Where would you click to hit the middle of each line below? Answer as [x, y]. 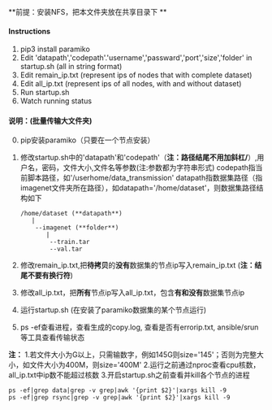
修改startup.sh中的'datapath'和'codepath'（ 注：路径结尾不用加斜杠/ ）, [138, 158]
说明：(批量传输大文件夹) [50, 120]
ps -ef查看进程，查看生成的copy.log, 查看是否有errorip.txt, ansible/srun [139, 327]
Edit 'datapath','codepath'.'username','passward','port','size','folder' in [136, 58]
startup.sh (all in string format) [71, 67]
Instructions [30, 31]
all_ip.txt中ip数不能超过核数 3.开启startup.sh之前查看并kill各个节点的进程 [129, 375]
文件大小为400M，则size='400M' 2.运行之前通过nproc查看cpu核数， [145, 365]
